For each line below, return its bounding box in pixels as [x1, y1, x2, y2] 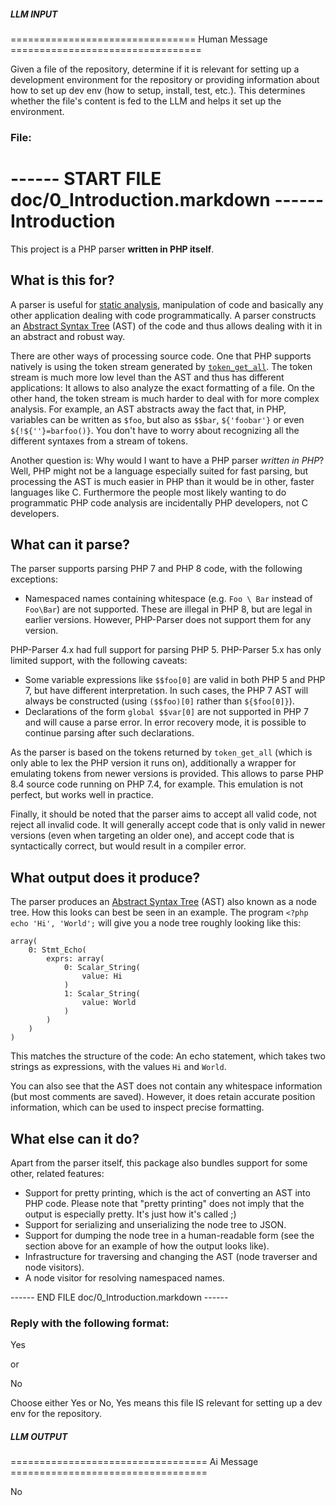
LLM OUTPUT [10, 1430, 68, 1442]
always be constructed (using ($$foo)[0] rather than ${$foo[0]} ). [24, 695, 295, 707]
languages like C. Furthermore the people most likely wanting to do [10, 486, 287, 498]
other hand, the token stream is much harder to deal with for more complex [10, 392, 320, 404]
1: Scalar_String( [63, 989, 141, 999]
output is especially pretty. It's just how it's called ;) [24, 1208, 237, 1220]
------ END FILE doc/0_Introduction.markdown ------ [10, 1291, 229, 1304]
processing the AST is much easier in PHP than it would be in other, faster [10, 475, 315, 487]
